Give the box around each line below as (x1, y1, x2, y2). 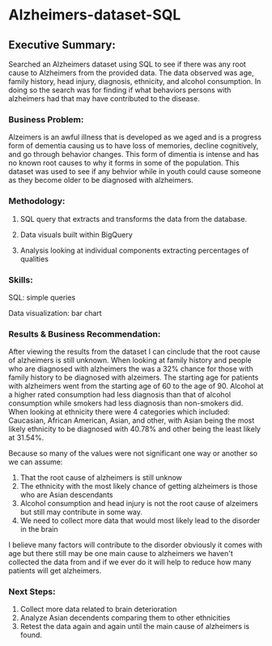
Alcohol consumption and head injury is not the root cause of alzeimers (19, 499, 259, 508)
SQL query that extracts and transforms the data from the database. (19, 214, 248, 223)
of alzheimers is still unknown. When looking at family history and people (8, 355, 253, 365)
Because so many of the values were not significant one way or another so (8, 448, 257, 458)
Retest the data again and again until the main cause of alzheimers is (19, 622, 250, 631)
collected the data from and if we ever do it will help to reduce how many (8, 557, 252, 567)
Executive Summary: (8, 38, 116, 52)
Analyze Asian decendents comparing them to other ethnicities (19, 613, 231, 623)
